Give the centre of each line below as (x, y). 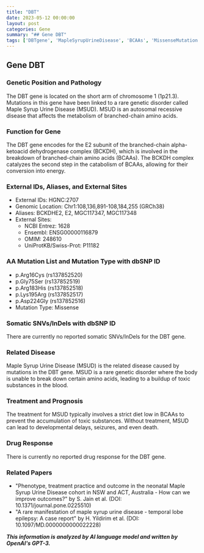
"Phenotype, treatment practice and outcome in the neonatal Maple (100, 486)
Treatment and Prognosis (45, 401)
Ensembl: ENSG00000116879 (61, 233)
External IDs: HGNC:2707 (47, 200)
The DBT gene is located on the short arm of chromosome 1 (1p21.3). (93, 96)
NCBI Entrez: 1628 (47, 226)
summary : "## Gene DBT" (37, 35)
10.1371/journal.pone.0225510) (53, 505)
